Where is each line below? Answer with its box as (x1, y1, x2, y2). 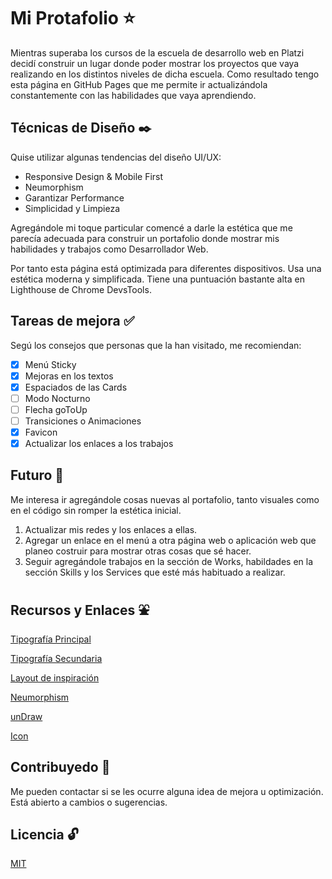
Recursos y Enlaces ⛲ (10, 602, 150, 619)
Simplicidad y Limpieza (24, 202, 121, 214)
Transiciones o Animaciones (24, 415, 142, 427)
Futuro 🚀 (10, 467, 65, 484)
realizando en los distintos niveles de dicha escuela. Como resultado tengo (10, 68, 320, 80)
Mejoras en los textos (24, 370, 114, 382)
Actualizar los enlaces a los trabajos (24, 438, 174, 449)
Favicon (24, 426, 58, 438)
